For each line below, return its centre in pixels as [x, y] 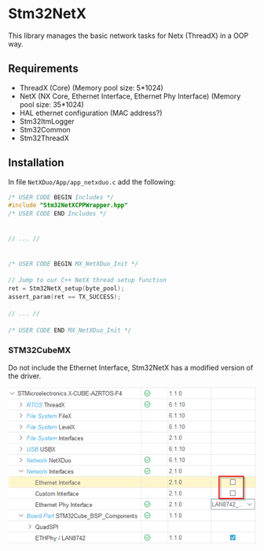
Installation [36, 163]
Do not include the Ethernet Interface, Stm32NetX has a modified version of [131, 367]
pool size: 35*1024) [51, 104]
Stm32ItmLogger [47, 121]
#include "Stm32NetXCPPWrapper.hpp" [68, 206]
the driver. [25, 376]
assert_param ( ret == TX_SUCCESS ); [65, 297]
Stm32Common [45, 129]
